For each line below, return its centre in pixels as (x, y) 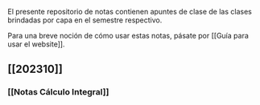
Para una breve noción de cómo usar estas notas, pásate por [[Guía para (128, 36)
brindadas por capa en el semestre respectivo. (85, 20)
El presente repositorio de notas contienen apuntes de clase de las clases (130, 12)
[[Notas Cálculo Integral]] (58, 92)
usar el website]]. (36, 44)
